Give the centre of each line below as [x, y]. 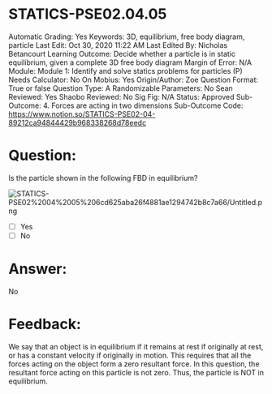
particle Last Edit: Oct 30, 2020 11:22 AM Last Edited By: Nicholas [118, 45]
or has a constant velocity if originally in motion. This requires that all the [130, 355]
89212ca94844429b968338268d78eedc [78, 122]
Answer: [38, 269]
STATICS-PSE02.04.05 [88, 14]
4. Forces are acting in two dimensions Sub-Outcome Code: [143, 105]
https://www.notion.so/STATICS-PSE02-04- [82, 113]
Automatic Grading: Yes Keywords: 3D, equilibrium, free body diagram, [127, 36]
